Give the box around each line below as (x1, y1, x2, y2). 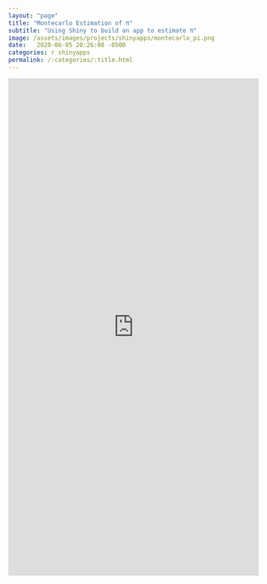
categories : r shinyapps (8, 49, 91, 56)
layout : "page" (8, 11, 59, 20)
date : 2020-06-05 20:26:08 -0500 (8, 41, 126, 49)
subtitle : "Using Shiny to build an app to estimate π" (8, 26, 197, 34)
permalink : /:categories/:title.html (8, 56, 133, 64)
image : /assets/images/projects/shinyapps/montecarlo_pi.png (8, 33, 215, 42)
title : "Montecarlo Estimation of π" (8, 19, 133, 27)
